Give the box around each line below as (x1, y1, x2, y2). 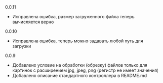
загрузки (12, 43, 31, 49)
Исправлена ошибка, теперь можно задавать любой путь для (12, 38, 143, 44)
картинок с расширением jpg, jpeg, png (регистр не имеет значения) (12, 67, 159, 73)
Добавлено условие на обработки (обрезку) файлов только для (12, 62, 147, 68)
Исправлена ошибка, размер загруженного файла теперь (12, 14, 135, 19)
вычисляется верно (12, 19, 54, 25)
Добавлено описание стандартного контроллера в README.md (12, 73, 147, 78)
